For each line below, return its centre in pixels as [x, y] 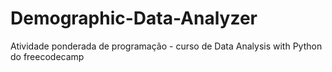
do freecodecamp [47, 56]
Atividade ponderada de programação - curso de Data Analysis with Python [166, 46]
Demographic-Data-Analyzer [134, 18]
